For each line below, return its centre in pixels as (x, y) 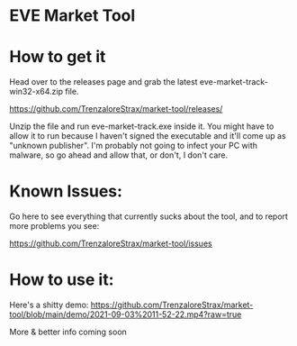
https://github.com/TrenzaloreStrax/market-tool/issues (111, 243)
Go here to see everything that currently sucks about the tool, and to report (148, 216)
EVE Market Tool (72, 16)
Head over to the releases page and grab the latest (103, 82)
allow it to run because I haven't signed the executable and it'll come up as (148, 136)
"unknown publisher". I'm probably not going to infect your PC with (134, 146)
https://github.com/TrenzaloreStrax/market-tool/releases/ (116, 109)
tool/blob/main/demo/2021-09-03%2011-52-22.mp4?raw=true (126, 314)
